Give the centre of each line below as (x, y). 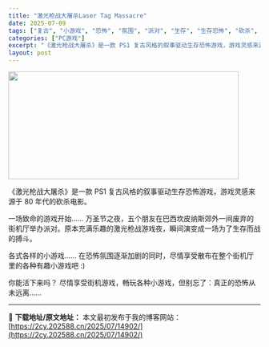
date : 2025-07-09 (37, 23)
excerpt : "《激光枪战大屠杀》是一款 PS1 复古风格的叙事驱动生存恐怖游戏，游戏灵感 (130, 46)
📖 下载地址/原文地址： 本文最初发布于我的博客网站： (95, 317)
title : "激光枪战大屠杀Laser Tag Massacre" (78, 16)
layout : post (30, 53)
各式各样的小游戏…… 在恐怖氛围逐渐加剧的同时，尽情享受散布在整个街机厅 (131, 256)
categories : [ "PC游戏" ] (47, 38)
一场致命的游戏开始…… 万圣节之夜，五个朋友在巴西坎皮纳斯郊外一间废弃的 (131, 218)
